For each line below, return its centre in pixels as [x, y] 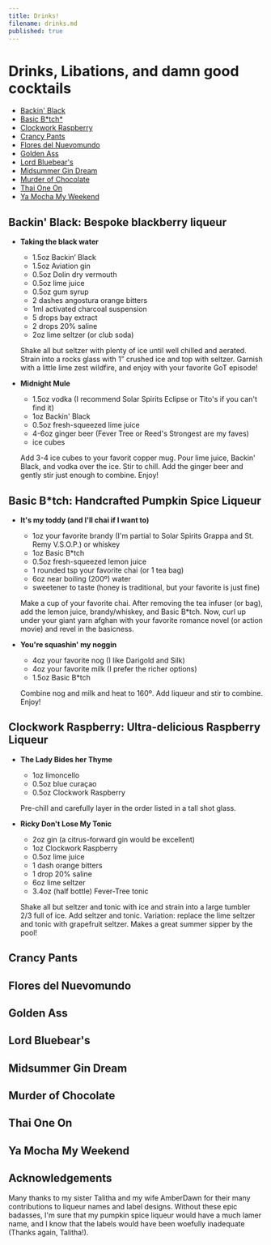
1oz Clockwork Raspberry [75, 848]
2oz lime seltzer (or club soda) [83, 335]
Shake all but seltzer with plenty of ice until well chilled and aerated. [133, 351]
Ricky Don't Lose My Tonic [66, 824]
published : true [36, 31]
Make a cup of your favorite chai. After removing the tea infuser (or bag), [141, 603]
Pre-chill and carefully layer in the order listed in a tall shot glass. [128, 808]
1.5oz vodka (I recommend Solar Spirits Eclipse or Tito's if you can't [144, 399]
